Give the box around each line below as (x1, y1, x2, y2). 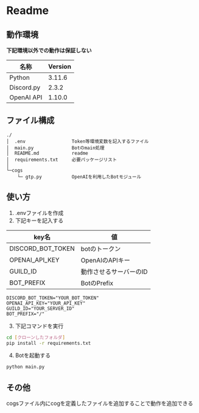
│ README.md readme (6, 150, 88, 156)
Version (48, 62, 72, 71)
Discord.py (9, 83, 41, 91)
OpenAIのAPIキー (80, 256, 131, 264)
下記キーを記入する (15, 217, 64, 224)
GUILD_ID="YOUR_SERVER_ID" (6, 305, 75, 311)
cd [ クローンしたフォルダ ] (6, 334, 66, 341)
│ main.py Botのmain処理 (6, 144, 105, 151)
